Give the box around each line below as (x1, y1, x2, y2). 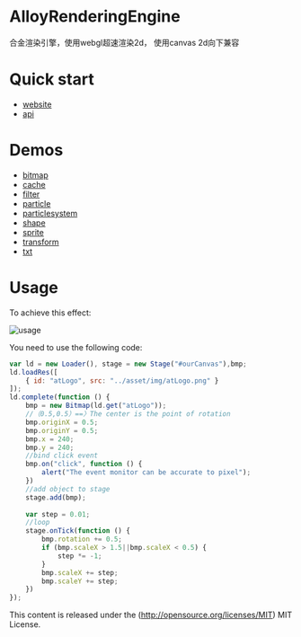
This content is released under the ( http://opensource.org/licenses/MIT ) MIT (9, 609, 293, 621)
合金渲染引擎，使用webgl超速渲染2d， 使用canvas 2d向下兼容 (9, 37, 240, 48)
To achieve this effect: (9, 307, 92, 318)
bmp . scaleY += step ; (41, 577, 119, 586)
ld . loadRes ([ (9, 367, 58, 376)
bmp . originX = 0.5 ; (25, 418, 99, 427)
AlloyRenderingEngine (9, 6, 181, 27)
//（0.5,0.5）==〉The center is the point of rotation (25, 410, 231, 419)
